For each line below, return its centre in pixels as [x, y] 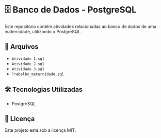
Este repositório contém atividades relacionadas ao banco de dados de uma [80, 26]
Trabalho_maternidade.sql [38, 74]
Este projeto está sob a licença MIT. [40, 130]
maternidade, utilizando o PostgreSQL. [43, 31]
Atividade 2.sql [28, 64]
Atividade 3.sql [28, 69]
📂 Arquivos [22, 47]
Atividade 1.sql [28, 59]
